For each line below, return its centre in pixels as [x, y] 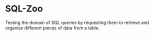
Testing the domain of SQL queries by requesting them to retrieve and [77, 22]
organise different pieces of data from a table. [52, 27]
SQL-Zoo [24, 9]
